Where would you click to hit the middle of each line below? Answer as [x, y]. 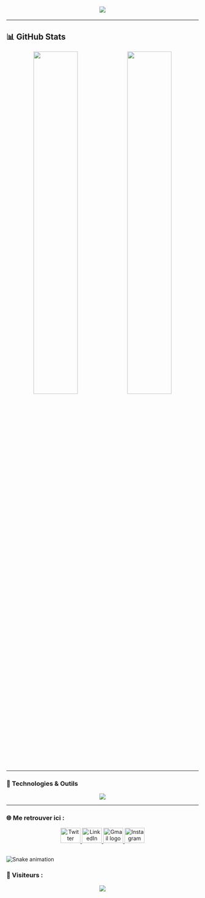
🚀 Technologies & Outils [42, 783]
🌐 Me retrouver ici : [35, 817]
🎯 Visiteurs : [25, 875]
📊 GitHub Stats [36, 37]
